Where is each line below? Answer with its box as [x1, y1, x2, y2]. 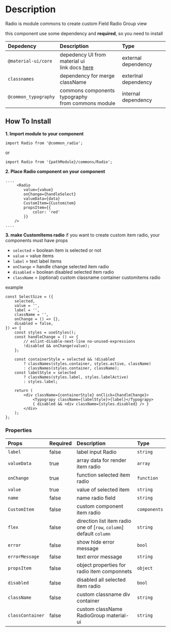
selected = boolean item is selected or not [12, 247, 102, 253]
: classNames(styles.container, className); [23, 365, 120, 371]
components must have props [5, 237, 68, 243]
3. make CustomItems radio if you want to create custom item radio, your [5, 231, 160, 238]
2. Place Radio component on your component [5, 168, 105, 174]
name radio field [76, 495, 116, 502]
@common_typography [8, 93, 55, 100]
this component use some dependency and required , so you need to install [5, 30, 163, 36]
